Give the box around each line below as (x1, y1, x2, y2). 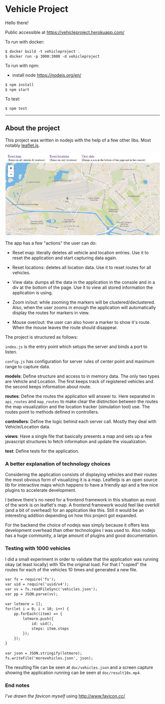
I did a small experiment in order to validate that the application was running (5, 556, 159, 562)
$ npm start (5, 87, 29, 92)
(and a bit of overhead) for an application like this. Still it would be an (5, 507, 144, 513)
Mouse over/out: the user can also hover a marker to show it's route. (12, 319, 151, 325)
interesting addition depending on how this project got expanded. (5, 513, 137, 519)
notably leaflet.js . (5, 142, 40, 148)
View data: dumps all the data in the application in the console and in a (12, 280, 156, 285)
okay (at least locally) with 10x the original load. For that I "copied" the (5, 561, 147, 567)
